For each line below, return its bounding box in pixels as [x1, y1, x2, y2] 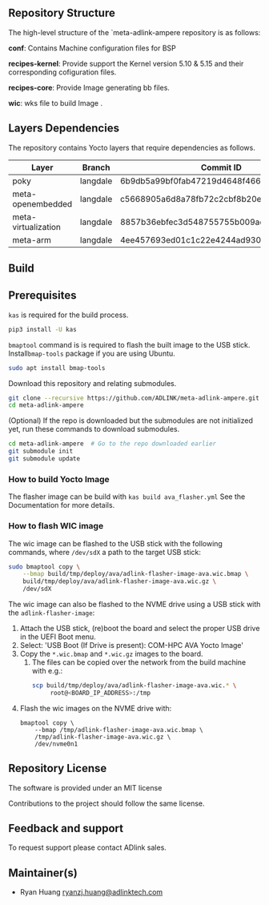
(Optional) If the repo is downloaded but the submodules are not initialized [8, 416, 254, 425]
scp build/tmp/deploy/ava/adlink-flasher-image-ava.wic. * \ [31, 682, 237, 690]
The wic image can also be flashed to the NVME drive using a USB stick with [8, 600, 261, 609]
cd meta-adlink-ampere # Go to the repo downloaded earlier [8, 440, 217, 448]
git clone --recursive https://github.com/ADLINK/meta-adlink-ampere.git [8, 394, 260, 402]
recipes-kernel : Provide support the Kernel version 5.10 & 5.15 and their [8, 58, 244, 68]
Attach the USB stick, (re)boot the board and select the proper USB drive [19, 624, 260, 633]
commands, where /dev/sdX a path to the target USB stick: [8, 547, 202, 557]
